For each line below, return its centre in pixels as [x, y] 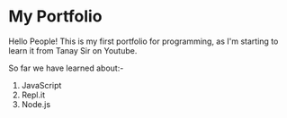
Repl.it [33, 95]
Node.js [36, 104]
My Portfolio [55, 17]
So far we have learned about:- [66, 68]
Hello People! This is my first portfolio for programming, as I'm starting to [143, 41]
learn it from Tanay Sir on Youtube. [73, 50]
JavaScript [41, 85]
